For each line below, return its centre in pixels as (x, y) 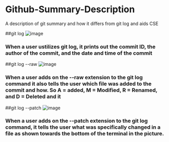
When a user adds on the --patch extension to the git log (77, 121)
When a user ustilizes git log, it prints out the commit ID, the (80, 46)
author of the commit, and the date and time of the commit (79, 53)
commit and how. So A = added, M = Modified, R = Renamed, (81, 90)
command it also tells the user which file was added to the (78, 84)
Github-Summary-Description (70, 9)
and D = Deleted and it (33, 97)
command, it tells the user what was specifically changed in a (83, 127)
